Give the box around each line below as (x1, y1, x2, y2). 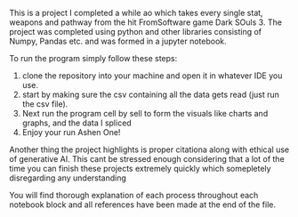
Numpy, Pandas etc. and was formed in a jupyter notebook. (9, 36, 227, 46)
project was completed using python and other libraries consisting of (9, 27, 262, 36)
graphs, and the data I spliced (21, 117, 132, 128)
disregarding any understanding (9, 173, 127, 183)
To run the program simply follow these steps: (9, 53, 178, 63)
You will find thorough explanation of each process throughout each (9, 190, 259, 200)
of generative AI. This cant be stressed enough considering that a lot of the (9, 154, 285, 164)
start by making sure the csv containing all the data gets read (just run (21, 89, 280, 100)
